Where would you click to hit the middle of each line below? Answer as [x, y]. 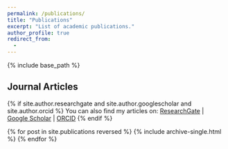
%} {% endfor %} [32, 139]
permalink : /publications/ [46, 13]
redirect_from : [29, 39]
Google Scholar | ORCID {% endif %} [60, 118]
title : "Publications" [40, 20]
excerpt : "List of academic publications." [71, 26]
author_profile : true [38, 33]
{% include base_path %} [44, 65]
